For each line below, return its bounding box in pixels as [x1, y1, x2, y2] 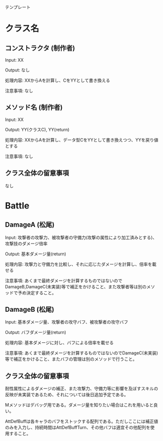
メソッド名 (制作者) [5, 104, 63, 112]
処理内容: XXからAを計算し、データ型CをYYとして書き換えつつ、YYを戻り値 [5, 137, 159, 142]
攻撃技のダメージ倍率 [5, 240, 48, 247]
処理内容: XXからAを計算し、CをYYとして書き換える [5, 77, 110, 83]
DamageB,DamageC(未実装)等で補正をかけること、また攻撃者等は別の [5, 283, 147, 289]
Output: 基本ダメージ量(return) [5, 251, 67, 257]
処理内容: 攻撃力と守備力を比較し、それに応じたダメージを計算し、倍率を [5, 261, 152, 267]
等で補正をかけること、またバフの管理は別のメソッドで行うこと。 [5, 356, 137, 362]
